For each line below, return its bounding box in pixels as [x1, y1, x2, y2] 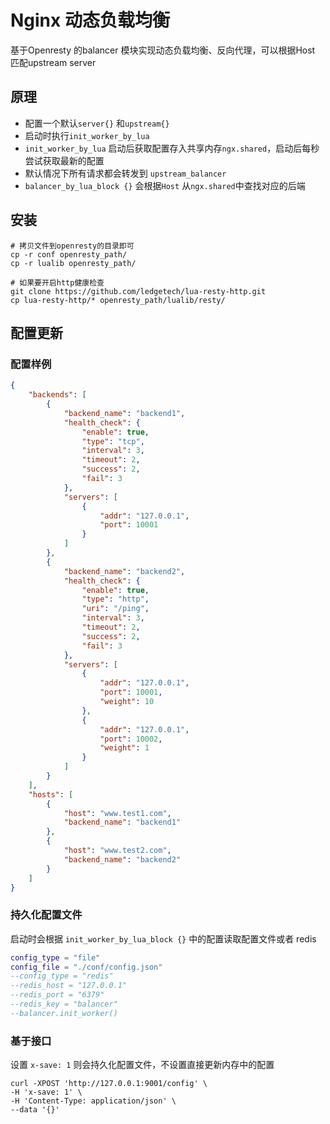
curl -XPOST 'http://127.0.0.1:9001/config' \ [10, 1079, 208, 1089]
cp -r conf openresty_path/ [10, 249, 128, 260]
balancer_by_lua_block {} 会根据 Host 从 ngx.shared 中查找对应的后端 [24, 179, 306, 191]
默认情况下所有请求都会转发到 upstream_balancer [24, 167, 227, 179]
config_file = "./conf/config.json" [10, 962, 163, 972]
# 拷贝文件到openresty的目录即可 [10, 241, 135, 251]
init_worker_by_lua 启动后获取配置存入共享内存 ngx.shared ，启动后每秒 [24, 142, 320, 154]
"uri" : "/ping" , [81, 604, 150, 614]
